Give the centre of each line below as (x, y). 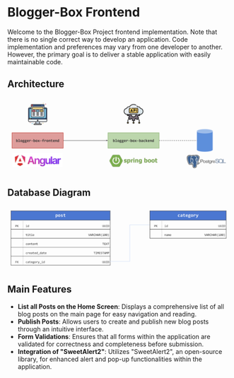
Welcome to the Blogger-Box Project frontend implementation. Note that (112, 32)
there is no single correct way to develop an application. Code (98, 39)
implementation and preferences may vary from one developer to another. (115, 47)
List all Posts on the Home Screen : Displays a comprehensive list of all (121, 306)
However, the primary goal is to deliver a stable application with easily (109, 54)
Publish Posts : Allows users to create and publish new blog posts (113, 321)
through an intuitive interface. (60, 329)
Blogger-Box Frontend (74, 12)
